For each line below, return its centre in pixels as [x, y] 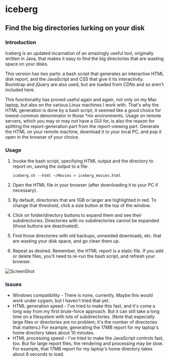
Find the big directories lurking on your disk [75, 28]
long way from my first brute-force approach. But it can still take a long [86, 312]
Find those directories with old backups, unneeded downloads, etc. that [87, 236]
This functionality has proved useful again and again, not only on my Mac [81, 99]
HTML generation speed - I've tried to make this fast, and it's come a [84, 306]
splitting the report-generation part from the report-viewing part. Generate [82, 126]
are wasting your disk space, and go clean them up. [66, 241]
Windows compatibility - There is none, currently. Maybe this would [82, 295]
